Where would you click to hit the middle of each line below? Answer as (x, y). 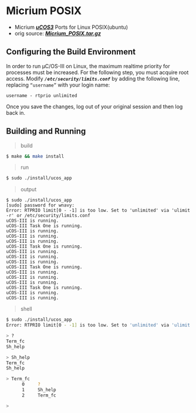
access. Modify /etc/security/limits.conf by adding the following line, (93, 78)
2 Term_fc (39, 395)
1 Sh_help (39, 390)
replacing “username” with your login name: (58, 85)
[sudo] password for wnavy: (40, 205)
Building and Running (46, 131)
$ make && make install (35, 156)
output (28, 189)
